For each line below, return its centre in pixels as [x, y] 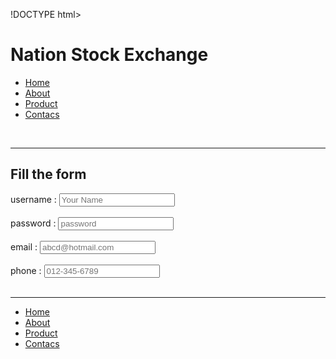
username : [33, 199]
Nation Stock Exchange [109, 55]
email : [24, 246]
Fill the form [48, 174]
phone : [26, 270]
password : [33, 223]
